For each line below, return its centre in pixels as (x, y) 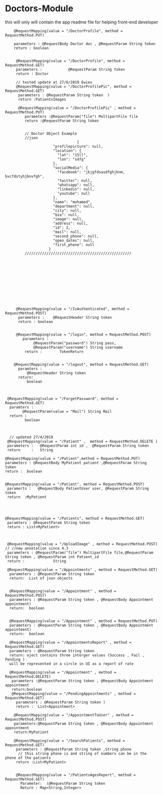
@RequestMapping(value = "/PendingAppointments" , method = (74, 694)
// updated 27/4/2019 (31, 437)
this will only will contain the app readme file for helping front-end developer (82, 22)
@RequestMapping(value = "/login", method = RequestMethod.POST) (83, 334)
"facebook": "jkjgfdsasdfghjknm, (91, 172)
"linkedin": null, (76, 189)
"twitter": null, (75, 181)
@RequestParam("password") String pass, (75, 343)
